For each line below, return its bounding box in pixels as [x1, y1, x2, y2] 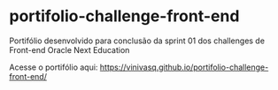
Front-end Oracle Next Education [9, 44, 130, 55]
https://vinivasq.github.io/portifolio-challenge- [99, 62, 269, 72]
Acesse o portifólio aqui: [9, 62, 98, 72]
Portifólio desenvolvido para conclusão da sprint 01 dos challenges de [9, 35, 266, 46]
